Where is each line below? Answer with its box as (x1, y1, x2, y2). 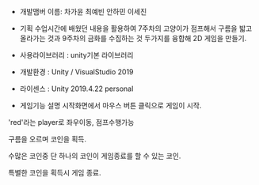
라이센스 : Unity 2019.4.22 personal (19, 84, 134, 93)
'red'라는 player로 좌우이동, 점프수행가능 (8, 118, 135, 126)
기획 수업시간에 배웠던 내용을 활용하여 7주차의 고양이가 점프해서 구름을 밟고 (19, 24, 253, 33)
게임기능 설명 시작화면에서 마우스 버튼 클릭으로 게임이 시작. (19, 101, 202, 110)
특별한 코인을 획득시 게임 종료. (8, 168, 101, 177)
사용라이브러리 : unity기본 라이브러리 (19, 51, 134, 59)
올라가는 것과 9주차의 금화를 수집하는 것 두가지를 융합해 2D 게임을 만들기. (19, 34, 247, 43)
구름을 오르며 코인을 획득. (8, 134, 87, 144)
